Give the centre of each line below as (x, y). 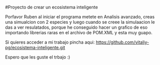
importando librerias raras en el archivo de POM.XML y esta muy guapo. (79, 32)
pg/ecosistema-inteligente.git (35, 47)
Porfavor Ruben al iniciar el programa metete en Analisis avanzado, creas (80, 17)
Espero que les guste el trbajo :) (38, 57)
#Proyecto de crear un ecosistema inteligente (52, 7)
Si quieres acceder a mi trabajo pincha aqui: (50, 42)
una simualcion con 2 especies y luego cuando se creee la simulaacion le (80, 22)
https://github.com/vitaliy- (123, 42)
